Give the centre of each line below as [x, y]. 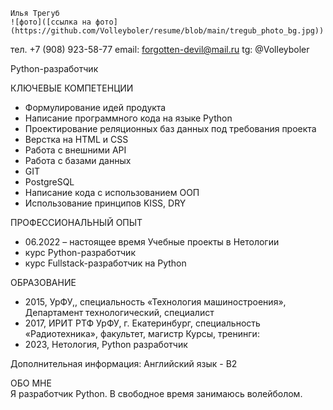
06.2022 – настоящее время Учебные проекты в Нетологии [152, 242]
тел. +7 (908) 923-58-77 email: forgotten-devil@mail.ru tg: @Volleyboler [160, 49]
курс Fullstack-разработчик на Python [105, 263]
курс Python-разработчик [80, 252]
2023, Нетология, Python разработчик [106, 344]
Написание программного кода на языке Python [128, 118]
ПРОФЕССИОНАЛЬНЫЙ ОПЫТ [76, 222]
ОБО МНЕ [31, 383]
